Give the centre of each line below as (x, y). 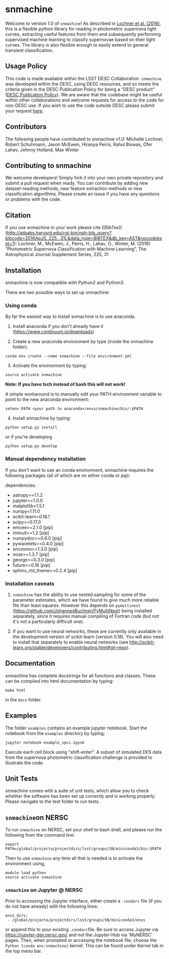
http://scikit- (142, 642)
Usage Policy (26, 66)
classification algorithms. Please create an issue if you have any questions (82, 194)
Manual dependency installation (45, 459)
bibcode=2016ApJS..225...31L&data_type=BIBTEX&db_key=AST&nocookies (84, 238)
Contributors (26, 127)
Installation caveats (30, 583)
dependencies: (21, 485)
